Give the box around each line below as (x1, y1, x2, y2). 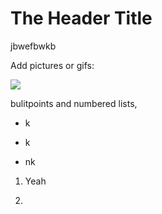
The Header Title (10, 7, 153, 30)
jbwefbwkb (10, 40, 57, 52)
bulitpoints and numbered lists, (10, 97, 138, 109)
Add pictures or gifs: (10, 59, 95, 71)
